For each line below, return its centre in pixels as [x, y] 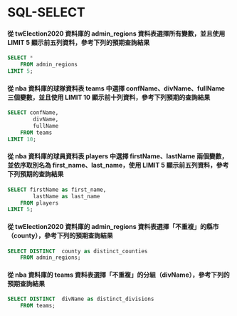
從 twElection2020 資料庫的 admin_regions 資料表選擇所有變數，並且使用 [116, 34]
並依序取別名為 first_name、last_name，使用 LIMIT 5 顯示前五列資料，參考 [118, 165]
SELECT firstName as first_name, [57, 190]
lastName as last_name [67, 196]
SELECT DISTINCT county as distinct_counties [78, 251]
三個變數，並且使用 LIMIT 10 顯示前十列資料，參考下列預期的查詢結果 [109, 97]
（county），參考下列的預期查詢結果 [60, 235]
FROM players [39, 203]
